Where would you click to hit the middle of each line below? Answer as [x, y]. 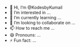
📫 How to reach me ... [32, 28]
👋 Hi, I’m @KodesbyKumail [36, 7]
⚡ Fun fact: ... [23, 40]
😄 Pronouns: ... [25, 35]
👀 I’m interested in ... [30, 12]
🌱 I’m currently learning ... [35, 18]
